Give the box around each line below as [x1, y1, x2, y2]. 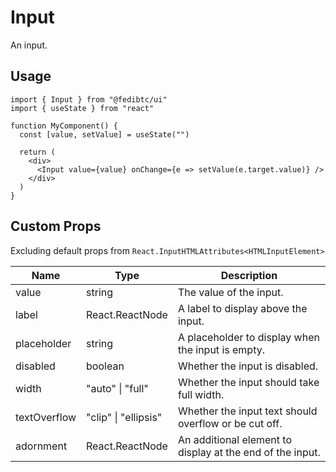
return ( [19, 147, 56, 157]
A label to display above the [177, 301, 308, 315]
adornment [15, 439, 68, 453]
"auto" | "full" [86, 381, 149, 395]
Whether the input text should [177, 404, 318, 418]
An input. [10, 39, 48, 51]
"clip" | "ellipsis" [86, 410, 163, 424]
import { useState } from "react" [10, 103, 155, 113]
